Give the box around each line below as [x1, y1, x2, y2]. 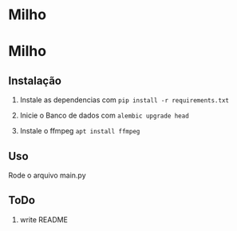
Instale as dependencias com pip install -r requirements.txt [19, 95, 230, 105]
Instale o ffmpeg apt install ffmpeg [19, 126, 140, 136]
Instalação [8, 74, 62, 87]
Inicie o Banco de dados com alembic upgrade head [19, 110, 189, 121]
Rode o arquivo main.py [8, 170, 86, 180]
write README [19, 214, 68, 225]
